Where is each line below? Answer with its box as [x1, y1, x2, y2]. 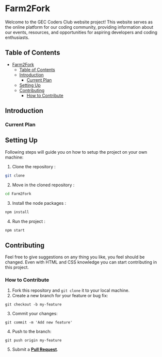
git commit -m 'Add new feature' [5, 320, 73, 325]
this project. [5, 265, 29, 270]
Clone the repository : [12, 163, 56, 169]
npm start [5, 228, 25, 232]
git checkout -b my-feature [5, 302, 62, 307]
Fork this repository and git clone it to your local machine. [12, 287, 130, 293]
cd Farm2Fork [5, 191, 32, 196]
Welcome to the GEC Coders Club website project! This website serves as [5, 19, 153, 25]
